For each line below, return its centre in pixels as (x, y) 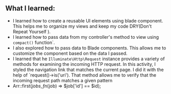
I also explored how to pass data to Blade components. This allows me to (89, 48)
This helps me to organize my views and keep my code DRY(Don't (82, 26)
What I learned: (30, 8)
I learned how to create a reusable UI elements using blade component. (88, 20)
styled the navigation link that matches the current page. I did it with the (88, 69)
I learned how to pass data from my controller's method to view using (86, 37)
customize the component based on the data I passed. (70, 53)
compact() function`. (34, 42)
